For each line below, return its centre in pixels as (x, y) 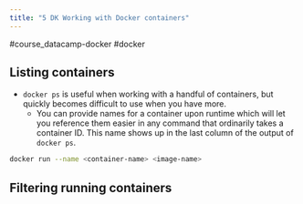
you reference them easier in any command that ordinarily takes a (160, 123)
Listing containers (62, 72)
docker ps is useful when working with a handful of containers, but (148, 94)
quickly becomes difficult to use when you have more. (124, 104)
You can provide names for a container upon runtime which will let (161, 114)
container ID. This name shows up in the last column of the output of (165, 133)
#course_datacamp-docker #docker (78, 44)
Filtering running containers (91, 188)
